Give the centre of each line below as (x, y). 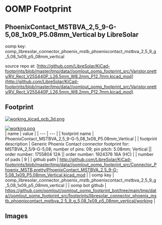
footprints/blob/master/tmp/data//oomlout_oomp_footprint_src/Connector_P (81, 165)
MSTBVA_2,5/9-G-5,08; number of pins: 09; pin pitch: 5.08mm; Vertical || (78, 149)
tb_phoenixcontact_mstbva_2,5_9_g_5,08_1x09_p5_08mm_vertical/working (79, 201)
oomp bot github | (89, 185)
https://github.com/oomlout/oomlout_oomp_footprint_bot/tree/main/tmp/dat (81, 190)
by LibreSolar (118, 34)
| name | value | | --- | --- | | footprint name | (49, 133)
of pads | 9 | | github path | (32, 159)
